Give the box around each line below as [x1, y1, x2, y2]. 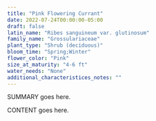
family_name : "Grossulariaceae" [7, 36, 100, 43]
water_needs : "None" [7, 67, 67, 74]
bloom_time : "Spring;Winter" [7, 49, 91, 56]
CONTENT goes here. [7, 106, 69, 114]
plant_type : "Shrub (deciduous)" [7, 42, 104, 49]
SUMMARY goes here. [7, 93, 71, 101]
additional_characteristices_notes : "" [7, 74, 122, 81]
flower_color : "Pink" [7, 55, 70, 62]
